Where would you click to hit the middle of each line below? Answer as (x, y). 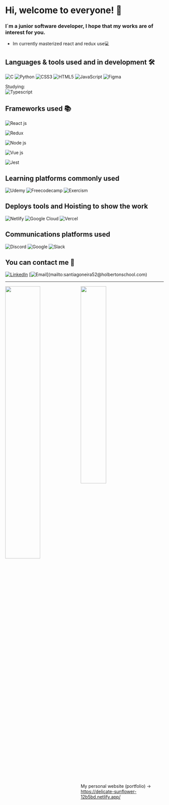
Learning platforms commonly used (62, 178)
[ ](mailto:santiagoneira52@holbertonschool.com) (88, 274)
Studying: (15, 87)
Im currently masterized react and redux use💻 (61, 44)
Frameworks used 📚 (38, 108)
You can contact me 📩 (40, 262)
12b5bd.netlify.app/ (100, 797)
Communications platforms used (58, 234)
